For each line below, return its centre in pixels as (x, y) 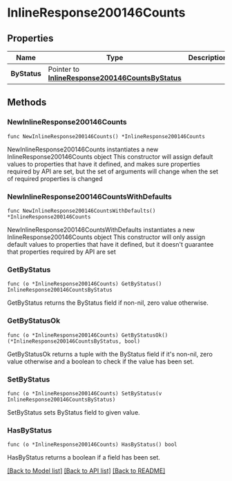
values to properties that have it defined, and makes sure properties (104, 164)
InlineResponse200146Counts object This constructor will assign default (110, 156)
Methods (27, 103)
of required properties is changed (55, 178)
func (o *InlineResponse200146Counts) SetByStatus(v (85, 393)
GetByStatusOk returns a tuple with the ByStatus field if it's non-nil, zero (110, 354)
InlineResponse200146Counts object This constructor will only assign (106, 237)
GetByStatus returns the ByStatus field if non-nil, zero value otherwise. (108, 303)
